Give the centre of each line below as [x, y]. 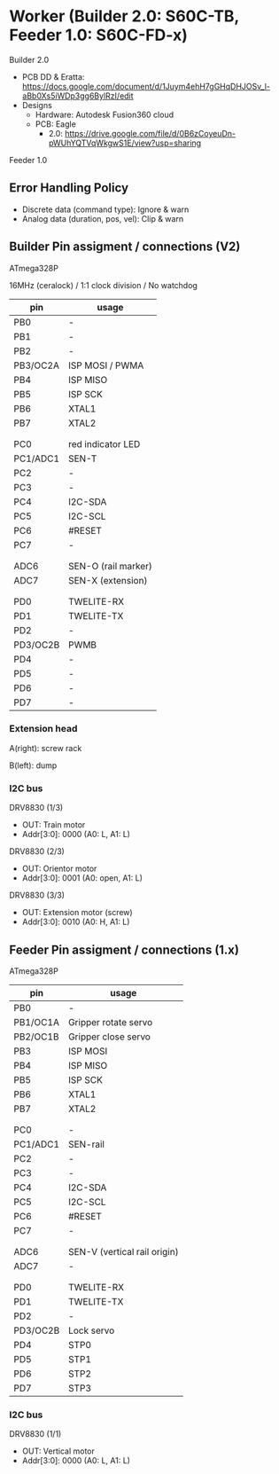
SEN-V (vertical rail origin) [123, 1251]
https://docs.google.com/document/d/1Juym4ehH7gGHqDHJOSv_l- [146, 86]
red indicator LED [104, 443]
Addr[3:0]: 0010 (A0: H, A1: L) [76, 922]
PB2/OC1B [36, 1037]
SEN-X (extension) [108, 580]
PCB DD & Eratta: [53, 76]
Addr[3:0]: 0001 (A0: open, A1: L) [82, 878]
